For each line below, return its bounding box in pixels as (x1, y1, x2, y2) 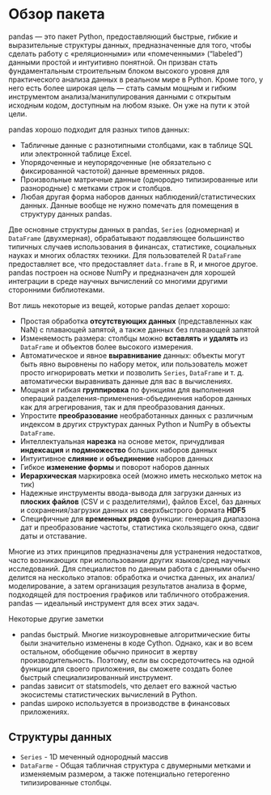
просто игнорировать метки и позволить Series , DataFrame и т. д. (19, 367, 244, 377)
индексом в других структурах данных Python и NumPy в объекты (19, 419, 251, 429)
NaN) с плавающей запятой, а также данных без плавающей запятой (19, 324, 260, 334)
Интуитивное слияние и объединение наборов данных (19, 454, 214, 463)
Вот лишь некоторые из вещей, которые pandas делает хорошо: (8, 300, 231, 310)
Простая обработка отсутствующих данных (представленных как (19, 316, 252, 326)
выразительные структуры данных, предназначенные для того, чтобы (8, 40, 252, 49)
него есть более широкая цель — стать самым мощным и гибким (8, 82, 237, 93)
